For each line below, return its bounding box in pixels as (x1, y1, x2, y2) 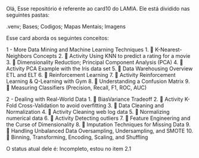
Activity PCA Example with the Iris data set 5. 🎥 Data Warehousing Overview (6, 65, 193, 72)
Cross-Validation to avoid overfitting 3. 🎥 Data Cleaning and (18, 102, 164, 109)
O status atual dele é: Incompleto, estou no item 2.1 (6, 145, 132, 152)
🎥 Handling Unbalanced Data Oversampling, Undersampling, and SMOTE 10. (6, 128, 194, 134)
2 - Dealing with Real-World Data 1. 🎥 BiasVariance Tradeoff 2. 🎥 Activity (6, 95, 184, 103)
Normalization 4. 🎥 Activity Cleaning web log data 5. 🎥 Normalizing (6, 109, 170, 115)
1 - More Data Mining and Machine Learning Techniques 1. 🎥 (6, 46, 154, 53)
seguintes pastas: (6, 11, 49, 18)
